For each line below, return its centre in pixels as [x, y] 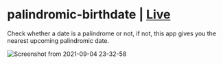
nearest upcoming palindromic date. [58, 40]
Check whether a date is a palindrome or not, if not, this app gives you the [112, 33]
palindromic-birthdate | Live [89, 15]
